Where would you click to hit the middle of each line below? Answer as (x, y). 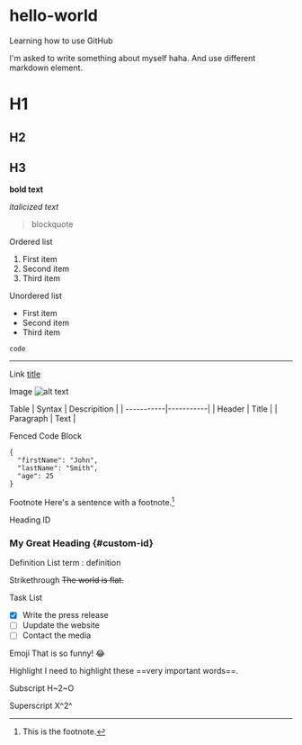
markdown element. (46, 68)
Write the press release (66, 615)
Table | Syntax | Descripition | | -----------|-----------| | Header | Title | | (143, 409)
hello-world (54, 16)
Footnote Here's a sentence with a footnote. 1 (92, 501)
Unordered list (36, 296)
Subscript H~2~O (42, 688)
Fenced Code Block (46, 436)
